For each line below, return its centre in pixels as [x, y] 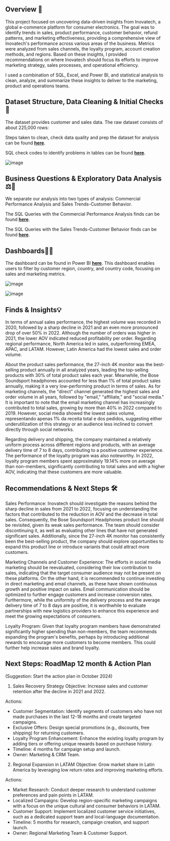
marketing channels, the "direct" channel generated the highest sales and [82, 392]
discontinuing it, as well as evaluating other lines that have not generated [81, 530]
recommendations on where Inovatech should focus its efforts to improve [82, 60]
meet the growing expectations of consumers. [54, 616]
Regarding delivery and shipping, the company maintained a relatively [78, 440]
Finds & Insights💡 [33, 310]
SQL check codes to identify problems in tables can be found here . [75, 152]
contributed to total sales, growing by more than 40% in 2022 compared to [84, 408]
